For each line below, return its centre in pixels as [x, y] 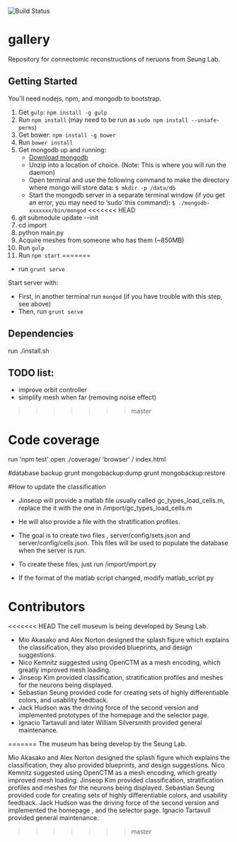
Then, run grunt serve [51, 311]
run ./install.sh [29, 351]
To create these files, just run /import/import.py [87, 564]
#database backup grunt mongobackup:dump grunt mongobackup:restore [117, 473]
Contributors [47, 607]
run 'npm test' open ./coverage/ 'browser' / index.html [87, 460]
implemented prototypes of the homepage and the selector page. [114, 715]
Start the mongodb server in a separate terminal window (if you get [127, 195]
